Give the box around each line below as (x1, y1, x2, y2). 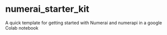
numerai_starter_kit (5, 3, 89, 15)
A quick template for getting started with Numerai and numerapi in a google (5, 20, 162, 26)
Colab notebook (5, 25, 39, 31)
